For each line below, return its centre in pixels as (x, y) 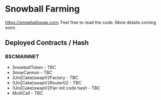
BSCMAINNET (22, 57)
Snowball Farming (42, 9)
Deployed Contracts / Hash (47, 43)
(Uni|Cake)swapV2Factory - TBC (45, 77)
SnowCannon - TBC (32, 72)
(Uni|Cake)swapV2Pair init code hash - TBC (56, 88)
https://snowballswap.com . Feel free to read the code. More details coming (80, 22)
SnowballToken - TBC (34, 67)
